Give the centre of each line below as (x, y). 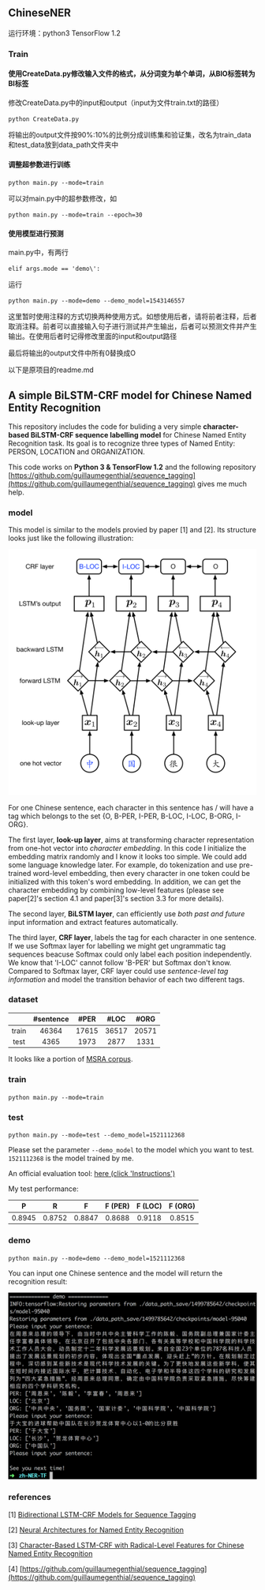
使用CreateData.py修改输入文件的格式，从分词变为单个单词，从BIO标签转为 (132, 73)
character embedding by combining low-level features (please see (116, 890)
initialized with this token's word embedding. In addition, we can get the (125, 881)
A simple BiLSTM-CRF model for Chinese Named (130, 395)
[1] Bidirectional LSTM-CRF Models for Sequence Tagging (102, 1514)
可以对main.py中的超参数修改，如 (62, 199)
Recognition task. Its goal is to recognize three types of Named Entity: (121, 444)
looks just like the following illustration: (71, 538)
